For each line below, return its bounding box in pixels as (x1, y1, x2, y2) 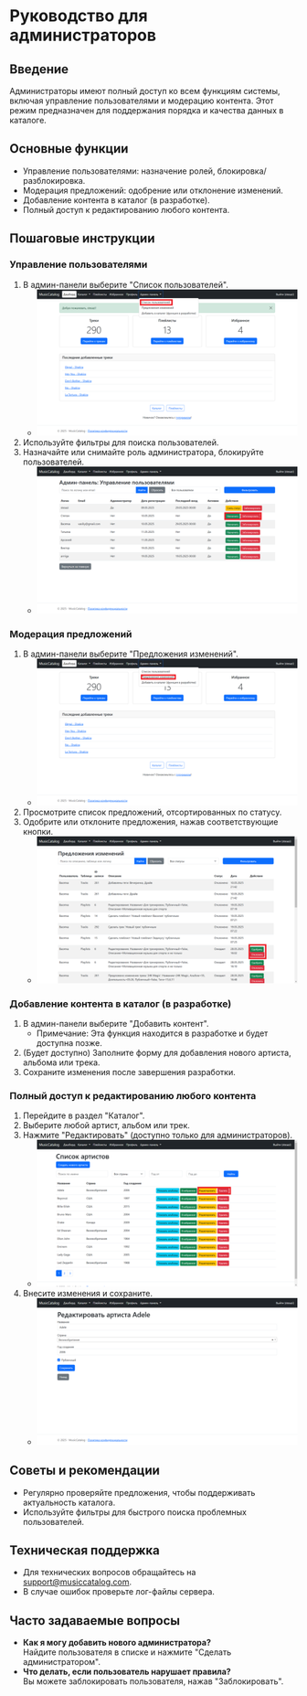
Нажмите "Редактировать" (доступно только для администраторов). (22, 1130, 293, 1141)
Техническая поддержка (9, 1542, 160, 1558)
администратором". (22, 1657, 101, 1668)
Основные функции (9, 141, 129, 156)
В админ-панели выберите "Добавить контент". (22, 1018, 209, 1029)
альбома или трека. (22, 1057, 101, 1068)
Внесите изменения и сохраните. (22, 1287, 153, 1298)
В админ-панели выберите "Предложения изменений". (22, 648, 239, 659)
